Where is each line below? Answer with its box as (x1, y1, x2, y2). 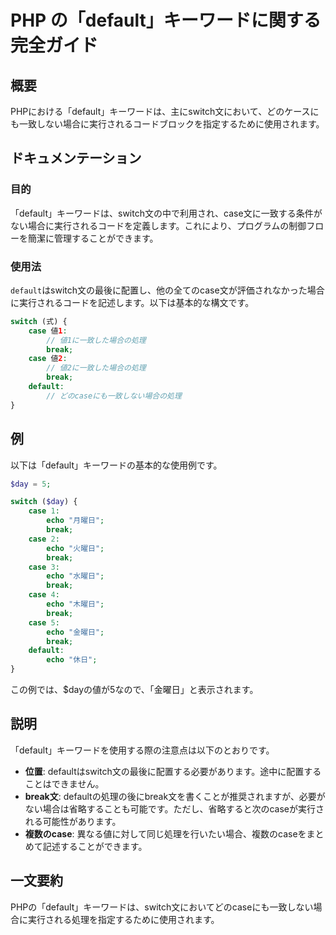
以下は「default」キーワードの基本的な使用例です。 (10, 459, 223, 471)
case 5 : (28, 617, 60, 628)
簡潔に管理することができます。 (27, 232, 159, 244)
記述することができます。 (42, 840, 148, 852)
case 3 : (28, 562, 60, 572)
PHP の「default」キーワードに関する (10, 9, 322, 32)
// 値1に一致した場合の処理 (46, 335, 147, 345)
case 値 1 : (28, 326, 68, 336)
